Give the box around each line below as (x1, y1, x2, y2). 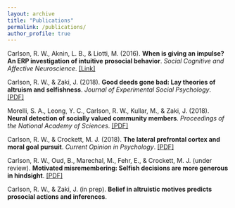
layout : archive (7, 10, 55, 18)
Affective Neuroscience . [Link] (7, 64, 96, 73)
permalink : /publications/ (7, 23, 87, 30)
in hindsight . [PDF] (7, 171, 63, 180)
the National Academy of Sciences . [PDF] (7, 121, 129, 130)
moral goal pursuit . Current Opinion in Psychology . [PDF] (7, 142, 174, 152)
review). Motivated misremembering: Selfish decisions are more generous (7, 164, 229, 173)
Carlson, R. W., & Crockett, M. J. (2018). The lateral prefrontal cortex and (7, 135, 220, 144)
